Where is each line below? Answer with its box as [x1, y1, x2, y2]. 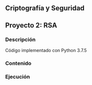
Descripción [5, 36, 36, 43]
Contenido [5, 60, 32, 66]
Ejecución [5, 73, 30, 80]
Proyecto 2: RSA [5, 21, 57, 29]
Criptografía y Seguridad [5, 4, 84, 12]
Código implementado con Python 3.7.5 [5, 47, 87, 53]
